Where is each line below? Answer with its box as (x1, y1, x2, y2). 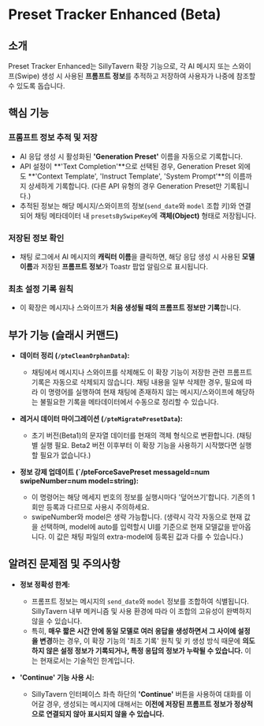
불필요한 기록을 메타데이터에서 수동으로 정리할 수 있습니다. (39, 397, 219, 407)
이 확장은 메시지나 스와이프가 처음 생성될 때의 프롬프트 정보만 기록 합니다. (19, 303, 242, 313)
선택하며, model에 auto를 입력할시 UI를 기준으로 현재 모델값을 (39, 522, 231, 532)
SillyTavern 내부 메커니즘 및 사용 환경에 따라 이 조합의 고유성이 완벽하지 (31, 606, 252, 615)
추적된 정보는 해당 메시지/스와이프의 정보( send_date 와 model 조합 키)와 (19, 201, 237, 210)
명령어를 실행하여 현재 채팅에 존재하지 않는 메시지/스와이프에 (48, 387, 234, 397)
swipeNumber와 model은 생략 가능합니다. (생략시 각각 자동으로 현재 (31, 512, 243, 522)
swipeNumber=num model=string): (19, 476, 139, 486)
